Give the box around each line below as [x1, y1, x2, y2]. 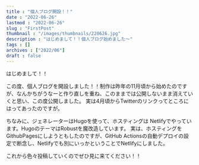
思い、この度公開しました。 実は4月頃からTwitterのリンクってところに [16, 97, 189, 104]
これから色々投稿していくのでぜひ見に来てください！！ [6, 152, 141, 159]
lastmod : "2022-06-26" [6, 20, 65, 26]
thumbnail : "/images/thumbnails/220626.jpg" [6, 31, 121, 37]
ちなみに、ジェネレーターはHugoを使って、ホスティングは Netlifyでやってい [6, 117, 192, 125]
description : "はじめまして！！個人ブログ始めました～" [6, 36, 133, 42]
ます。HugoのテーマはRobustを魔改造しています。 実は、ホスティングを [6, 125, 182, 132]
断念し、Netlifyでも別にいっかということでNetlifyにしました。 [16, 139, 168, 147]
